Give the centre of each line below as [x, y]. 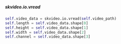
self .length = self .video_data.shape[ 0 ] [47, 23]
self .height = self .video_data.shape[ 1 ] [47, 28]
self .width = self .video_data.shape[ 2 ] [46, 32]
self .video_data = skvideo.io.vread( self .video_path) [61, 19]
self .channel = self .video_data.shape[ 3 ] [48, 37]
